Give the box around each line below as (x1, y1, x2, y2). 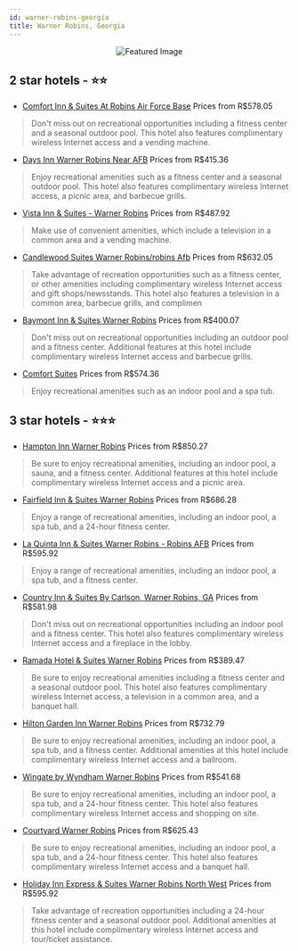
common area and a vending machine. (30, 235, 172, 245)
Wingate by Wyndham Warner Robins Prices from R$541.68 (21, 772, 241, 782)
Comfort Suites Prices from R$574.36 (21, 368, 160, 379)
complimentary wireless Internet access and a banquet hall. (30, 862, 251, 872)
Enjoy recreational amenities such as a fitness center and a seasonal (30, 171, 283, 183)
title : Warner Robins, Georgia (9, 21, 125, 30)
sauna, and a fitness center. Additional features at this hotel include (30, 467, 278, 478)
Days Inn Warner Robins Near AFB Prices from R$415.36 (21, 154, 230, 165)
